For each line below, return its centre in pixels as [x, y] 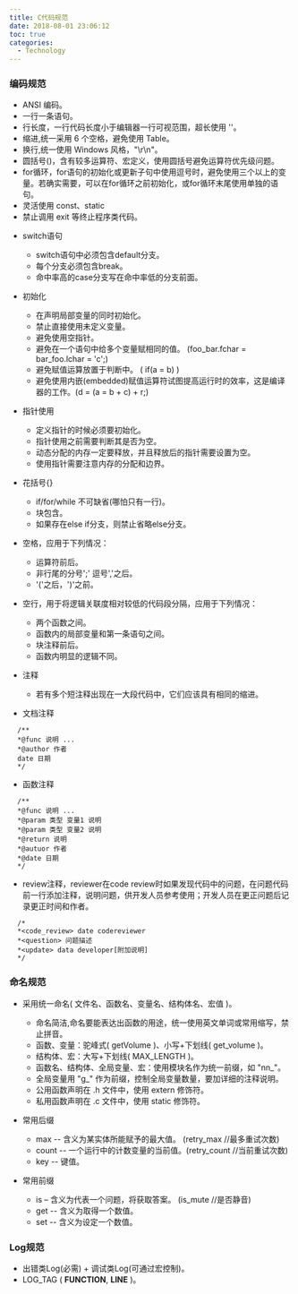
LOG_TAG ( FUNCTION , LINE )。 [81, 1280]
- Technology [42, 51]
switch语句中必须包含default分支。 [100, 255]
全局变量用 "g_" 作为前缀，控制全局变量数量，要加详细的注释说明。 [159, 1078]
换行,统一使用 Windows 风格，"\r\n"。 [92, 150]
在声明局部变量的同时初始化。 [90, 315]
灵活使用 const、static [64, 206]
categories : [31, 43]
